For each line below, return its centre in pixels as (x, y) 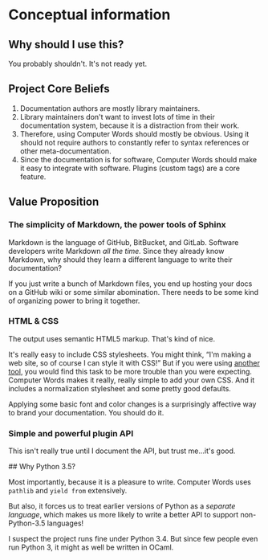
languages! (65, 523)
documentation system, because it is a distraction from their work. (130, 125)
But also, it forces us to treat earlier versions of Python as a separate (122, 506)
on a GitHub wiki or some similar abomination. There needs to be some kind (134, 292)
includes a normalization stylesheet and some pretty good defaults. (120, 388)
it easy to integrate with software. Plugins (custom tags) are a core (130, 168)
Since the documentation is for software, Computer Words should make (138, 159)
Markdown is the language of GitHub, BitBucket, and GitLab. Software (124, 242)
